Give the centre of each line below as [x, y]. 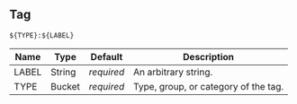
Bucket [66, 86]
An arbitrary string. [173, 72]
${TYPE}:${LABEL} [42, 35]
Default [107, 56]
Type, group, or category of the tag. [209, 86]
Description [208, 56]
